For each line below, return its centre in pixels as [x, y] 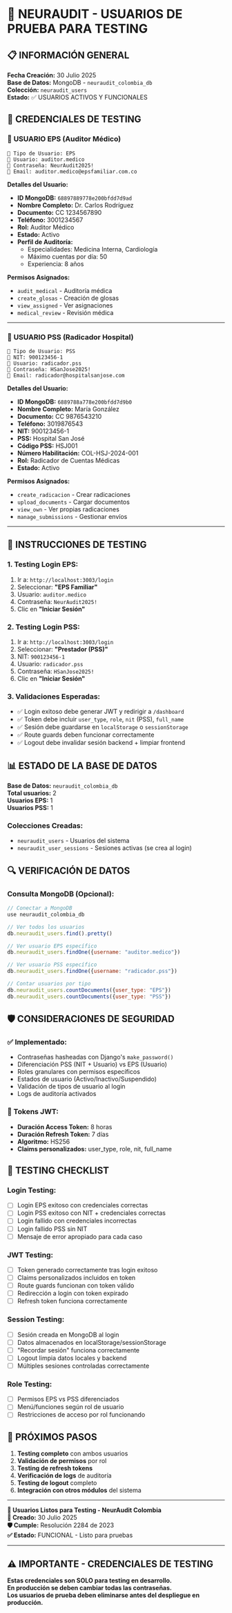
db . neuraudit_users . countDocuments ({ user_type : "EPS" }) [89, 990]
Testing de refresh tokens [55, 1469]
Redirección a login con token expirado [73, 1293]
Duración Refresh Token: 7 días [63, 1134]
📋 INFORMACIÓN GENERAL [68, 55]
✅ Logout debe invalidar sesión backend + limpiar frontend [101, 743]
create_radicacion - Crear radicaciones [74, 494]
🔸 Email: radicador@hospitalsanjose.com [66, 375]
